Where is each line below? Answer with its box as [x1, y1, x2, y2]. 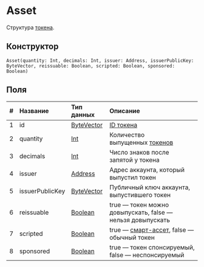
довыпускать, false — [109, 208, 173, 217]
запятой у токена [109, 156, 160, 164]
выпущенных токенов [109, 138, 174, 147]
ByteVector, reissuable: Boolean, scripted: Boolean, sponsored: [6, 63, 175, 69]
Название [19, 106, 49, 115]
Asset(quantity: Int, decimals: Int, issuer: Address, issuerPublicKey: [6, 57, 194, 64]
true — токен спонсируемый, [109, 243, 195, 251]
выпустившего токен [109, 190, 171, 199]
